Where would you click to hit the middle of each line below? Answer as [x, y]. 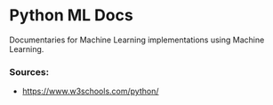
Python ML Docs [71, 15]
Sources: [29, 71]
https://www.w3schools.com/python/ [90, 91]
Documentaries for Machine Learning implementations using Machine [137, 40]
